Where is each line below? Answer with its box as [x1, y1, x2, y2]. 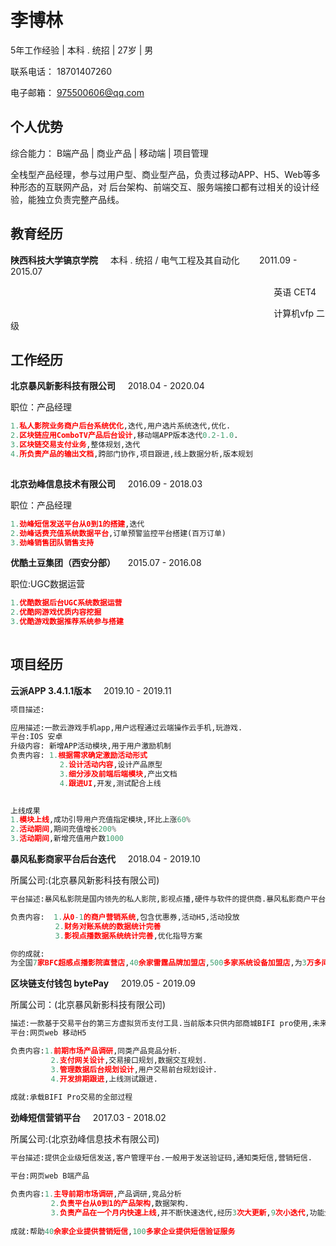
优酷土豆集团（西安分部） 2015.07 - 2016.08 [10, 557, 202, 569]
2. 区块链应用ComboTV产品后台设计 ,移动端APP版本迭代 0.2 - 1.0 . [10, 431, 239, 441]
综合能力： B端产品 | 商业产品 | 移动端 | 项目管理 [10, 147, 209, 159]
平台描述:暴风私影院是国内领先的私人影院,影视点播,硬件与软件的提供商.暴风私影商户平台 [10, 894, 327, 905]
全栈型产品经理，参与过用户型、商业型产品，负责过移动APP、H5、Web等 [10, 168, 313, 180]
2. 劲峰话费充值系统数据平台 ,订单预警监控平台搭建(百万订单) [10, 528, 227, 538]
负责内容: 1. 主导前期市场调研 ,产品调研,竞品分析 [10, 1189, 182, 1200]
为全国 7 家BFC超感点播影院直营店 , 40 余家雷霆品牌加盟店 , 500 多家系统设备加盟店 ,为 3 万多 [10, 958, 322, 968]
